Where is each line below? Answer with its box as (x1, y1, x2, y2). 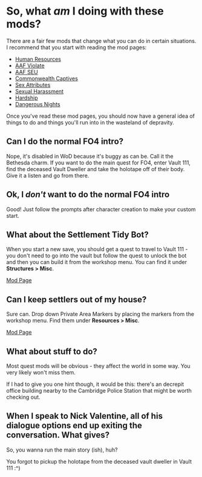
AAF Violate (15, 62, 45, 69)
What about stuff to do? (6, 346, 98, 356)
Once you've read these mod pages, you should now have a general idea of (6, 112, 195, 120)
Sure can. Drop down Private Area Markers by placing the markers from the (6, 311, 195, 318)
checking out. (6, 393, 41, 401)
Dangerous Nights (15, 100, 60, 107)
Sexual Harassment (15, 87, 64, 95)
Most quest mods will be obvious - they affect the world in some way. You (6, 362, 191, 370)
